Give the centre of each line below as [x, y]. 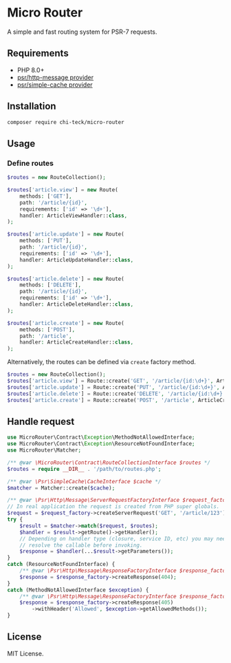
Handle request [41, 421]
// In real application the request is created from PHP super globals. [113, 507]
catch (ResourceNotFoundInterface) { [61, 565]
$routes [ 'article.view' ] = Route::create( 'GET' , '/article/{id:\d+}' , [110, 381]
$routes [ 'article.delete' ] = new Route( [66, 279]
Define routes [30, 163]
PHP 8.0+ [31, 70]
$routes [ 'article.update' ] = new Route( [66, 234]
